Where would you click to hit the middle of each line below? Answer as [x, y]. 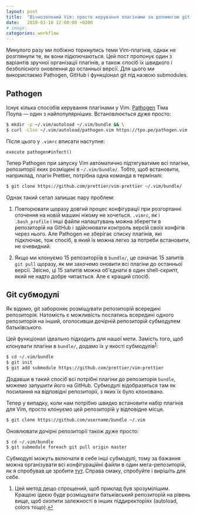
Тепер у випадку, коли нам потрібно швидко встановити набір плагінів [95, 403]
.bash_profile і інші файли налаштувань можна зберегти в [88, 221]
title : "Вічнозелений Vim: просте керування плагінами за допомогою [93, 17]
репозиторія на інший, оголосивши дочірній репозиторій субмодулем [93, 321]
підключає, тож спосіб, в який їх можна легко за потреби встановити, [102, 240]
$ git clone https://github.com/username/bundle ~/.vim [76, 420]
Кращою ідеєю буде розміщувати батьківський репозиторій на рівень [102, 495]
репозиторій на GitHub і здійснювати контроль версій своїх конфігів [100, 227]
